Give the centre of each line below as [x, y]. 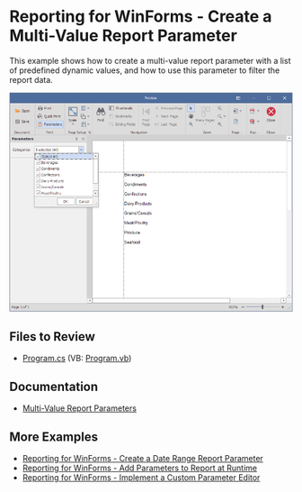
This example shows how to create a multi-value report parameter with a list [150, 60]
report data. [31, 79]
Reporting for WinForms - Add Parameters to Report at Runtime [140, 468]
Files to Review [53, 337]
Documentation [54, 386]
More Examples [54, 437]
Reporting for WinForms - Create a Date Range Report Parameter [142, 459]
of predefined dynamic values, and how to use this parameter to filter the [145, 70]
